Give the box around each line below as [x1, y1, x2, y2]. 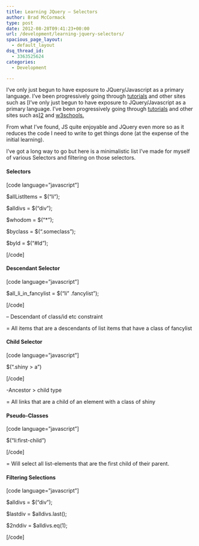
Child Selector [6, 338, 43, 346]
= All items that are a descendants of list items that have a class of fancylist [6, 325, 192, 332]
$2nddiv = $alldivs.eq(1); [6, 522, 68, 529]
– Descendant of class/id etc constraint [6, 313, 103, 320]
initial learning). [6, 136, 44, 143]
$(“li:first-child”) [6, 437, 46, 444]
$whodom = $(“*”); [6, 216, 54, 223]
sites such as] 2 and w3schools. [6, 112, 85, 119]
